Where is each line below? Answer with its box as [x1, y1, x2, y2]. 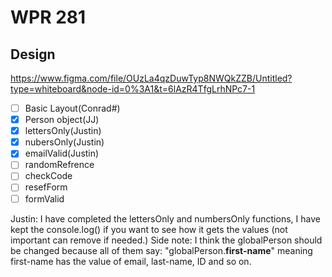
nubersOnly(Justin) [24, 136, 105, 148]
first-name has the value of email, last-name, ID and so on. [10, 255, 252, 267]
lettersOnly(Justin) [24, 125, 102, 137]
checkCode [24, 170, 73, 182]
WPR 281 [10, 6, 87, 29]
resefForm [24, 181, 68, 193]
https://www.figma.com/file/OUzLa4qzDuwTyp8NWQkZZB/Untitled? [10, 72, 293, 84]
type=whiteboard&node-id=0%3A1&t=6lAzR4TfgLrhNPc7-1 [10, 83, 256, 95]
